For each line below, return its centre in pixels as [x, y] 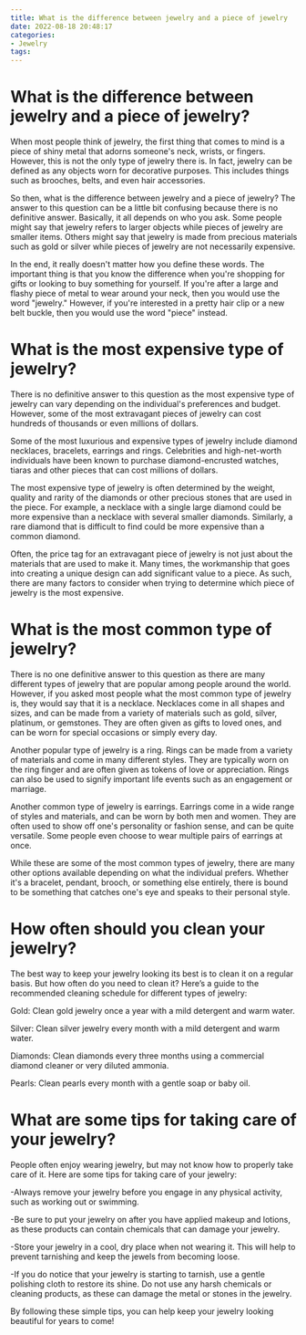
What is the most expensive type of [147, 350]
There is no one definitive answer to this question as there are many [138, 674]
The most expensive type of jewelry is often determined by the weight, [143, 488]
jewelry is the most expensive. [67, 593]
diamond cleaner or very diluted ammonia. [90, 1065]
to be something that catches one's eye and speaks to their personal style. [150, 892]
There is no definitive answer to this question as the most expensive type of [153, 394]
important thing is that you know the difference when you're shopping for [148, 274]
